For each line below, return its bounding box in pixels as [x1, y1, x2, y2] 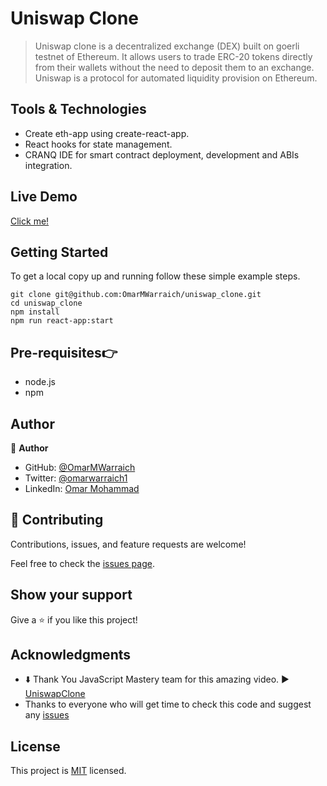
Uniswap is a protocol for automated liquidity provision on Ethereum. [34, 72, 318, 84]
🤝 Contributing [10, 512, 104, 529]
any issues [24, 709, 70, 721]
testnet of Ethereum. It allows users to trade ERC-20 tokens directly [34, 50, 313, 62]
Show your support [10, 587, 133, 604]
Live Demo [10, 188, 78, 206]
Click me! [10, 215, 50, 227]
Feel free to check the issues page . [10, 557, 155, 569]
